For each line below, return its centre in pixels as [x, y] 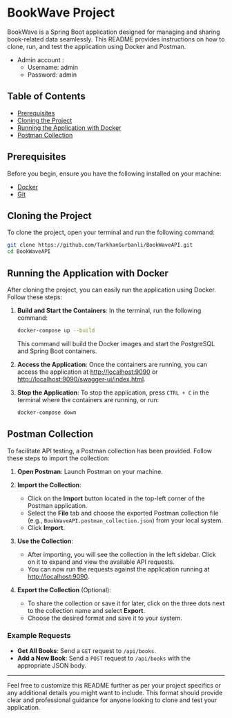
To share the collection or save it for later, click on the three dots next [126, 603]
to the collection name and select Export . [86, 610]
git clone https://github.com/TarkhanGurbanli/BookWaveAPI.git [100, 245]
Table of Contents [47, 96]
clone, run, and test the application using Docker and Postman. [97, 46]
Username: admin [52, 67]
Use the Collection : [45, 541]
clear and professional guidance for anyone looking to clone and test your [112, 700]
